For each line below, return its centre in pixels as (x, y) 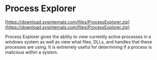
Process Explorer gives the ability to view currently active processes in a (78, 37)
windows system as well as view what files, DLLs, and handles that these (79, 41)
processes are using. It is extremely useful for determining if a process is (78, 47)
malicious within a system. (32, 52)
